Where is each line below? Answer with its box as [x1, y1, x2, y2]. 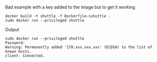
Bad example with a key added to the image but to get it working [5, 4, 135, 10]
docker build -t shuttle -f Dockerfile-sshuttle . [5, 14, 111, 19]
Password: [5, 40, 26, 45]
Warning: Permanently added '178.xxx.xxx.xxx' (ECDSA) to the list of [5, 45, 153, 50]
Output [5, 27, 19, 32]
